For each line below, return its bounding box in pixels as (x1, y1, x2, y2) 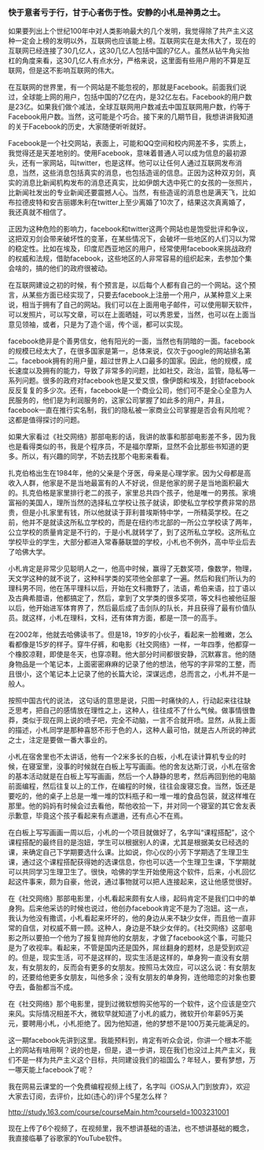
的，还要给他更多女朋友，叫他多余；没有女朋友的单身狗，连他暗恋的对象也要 (8, 973, 256, 982)
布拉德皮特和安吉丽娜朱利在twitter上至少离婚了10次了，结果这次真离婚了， (8, 198, 250, 207)
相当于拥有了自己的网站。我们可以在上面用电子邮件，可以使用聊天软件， (21, 300, 256, 310)
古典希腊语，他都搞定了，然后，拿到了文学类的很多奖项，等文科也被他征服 (14, 593, 256, 603)
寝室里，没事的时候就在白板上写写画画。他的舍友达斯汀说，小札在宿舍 (28, 762, 256, 771)
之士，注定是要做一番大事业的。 (8, 735, 112, 745)
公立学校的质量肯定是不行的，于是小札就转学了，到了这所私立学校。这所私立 (8, 528, 256, 537)
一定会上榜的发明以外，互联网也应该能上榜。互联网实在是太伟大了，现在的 (14, 36, 256, 46)
